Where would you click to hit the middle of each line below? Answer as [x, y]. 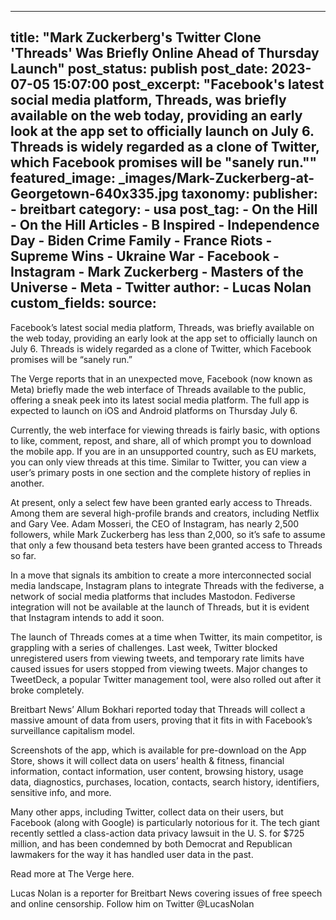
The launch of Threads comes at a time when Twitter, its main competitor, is [166, 637]
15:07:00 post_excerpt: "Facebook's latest [188, 84]
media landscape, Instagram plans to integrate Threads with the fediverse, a [167, 585]
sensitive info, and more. [61, 792]
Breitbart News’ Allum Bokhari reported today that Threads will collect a [158, 709]
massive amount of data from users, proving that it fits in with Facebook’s [161, 720]
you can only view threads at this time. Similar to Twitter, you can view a [158, 462]
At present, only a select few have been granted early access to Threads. [161, 502]
